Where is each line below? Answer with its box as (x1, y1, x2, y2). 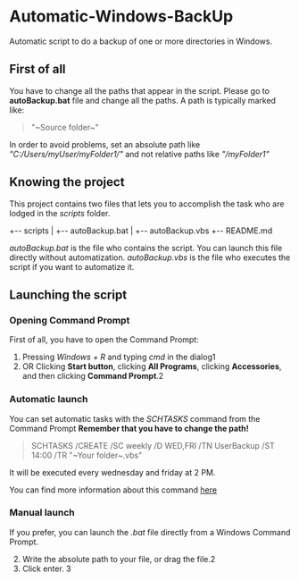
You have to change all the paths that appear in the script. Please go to (9, 85, 270, 96)
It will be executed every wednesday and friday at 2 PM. (9, 467, 216, 477)
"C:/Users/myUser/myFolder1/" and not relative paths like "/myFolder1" (9, 148, 270, 159)
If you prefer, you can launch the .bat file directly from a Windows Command (9, 526, 291, 537)
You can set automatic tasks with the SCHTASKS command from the (9, 413, 261, 424)
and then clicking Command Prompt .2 (21, 371, 164, 382)
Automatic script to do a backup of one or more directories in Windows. (9, 36, 273, 46)
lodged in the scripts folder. (9, 207, 111, 218)
